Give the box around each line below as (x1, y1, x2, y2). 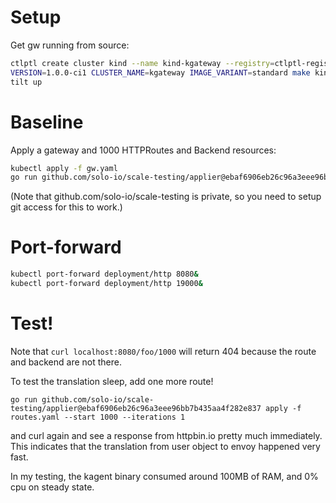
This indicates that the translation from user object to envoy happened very (10, 440, 321, 452)
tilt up (10, 77, 43, 87)
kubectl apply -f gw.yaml (10, 163, 118, 173)
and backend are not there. (10, 356, 122, 368)
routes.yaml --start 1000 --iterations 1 (10, 412, 186, 422)
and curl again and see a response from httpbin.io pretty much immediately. (10, 429, 323, 441)
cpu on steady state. (10, 481, 95, 493)
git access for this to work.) (10, 201, 123, 213)
